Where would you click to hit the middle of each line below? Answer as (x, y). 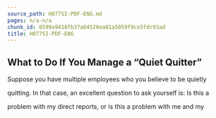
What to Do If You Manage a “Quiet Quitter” (105, 62)
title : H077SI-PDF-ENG (41, 34)
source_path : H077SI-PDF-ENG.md (55, 14)
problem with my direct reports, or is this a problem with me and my (106, 107)
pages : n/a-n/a (30, 20)
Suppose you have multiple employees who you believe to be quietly (107, 79)
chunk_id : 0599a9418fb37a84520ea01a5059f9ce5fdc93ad (86, 27)
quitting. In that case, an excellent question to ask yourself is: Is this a (108, 93)
